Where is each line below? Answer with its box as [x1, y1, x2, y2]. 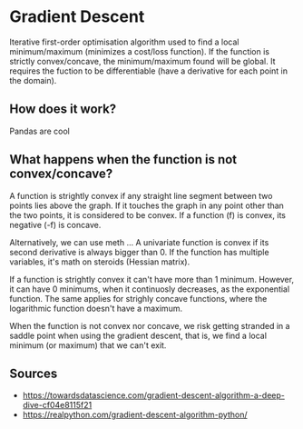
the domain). [9, 75, 57, 85]
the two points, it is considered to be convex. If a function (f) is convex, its [9, 209, 286, 220]
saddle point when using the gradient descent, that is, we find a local [9, 330, 268, 341]
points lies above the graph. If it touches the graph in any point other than [9, 200, 284, 211]
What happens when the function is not [9, 152, 238, 167]
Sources [9, 365, 58, 381]
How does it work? [9, 102, 117, 117]
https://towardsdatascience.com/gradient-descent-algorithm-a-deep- [22, 390, 286, 401]
